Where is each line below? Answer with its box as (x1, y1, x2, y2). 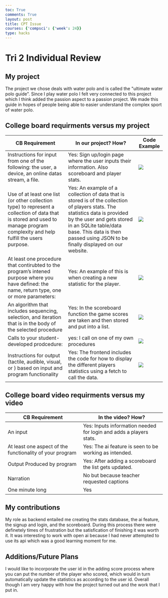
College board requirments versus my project (5, 122, 150, 130)
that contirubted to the (7, 262, 60, 269)
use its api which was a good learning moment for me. (5, 538, 117, 544)
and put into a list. (68, 323, 110, 330)
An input (7, 428, 27, 435)
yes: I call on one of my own (68, 334, 133, 341)
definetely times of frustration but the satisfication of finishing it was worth (5, 527, 159, 533)
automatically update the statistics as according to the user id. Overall (5, 576, 149, 582)
